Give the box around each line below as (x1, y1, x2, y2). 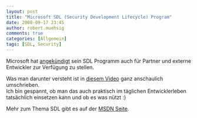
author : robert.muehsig (6, 25, 65, 31)
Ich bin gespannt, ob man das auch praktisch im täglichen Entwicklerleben (6, 87, 186, 95)
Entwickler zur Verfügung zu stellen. (6, 63, 94, 70)
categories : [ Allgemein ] (6, 36, 67, 42)
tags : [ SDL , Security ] (6, 42, 62, 48)
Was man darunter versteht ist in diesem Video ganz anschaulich (6, 75, 163, 82)
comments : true (6, 31, 44, 36)
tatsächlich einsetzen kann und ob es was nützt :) (6, 93, 126, 100)
